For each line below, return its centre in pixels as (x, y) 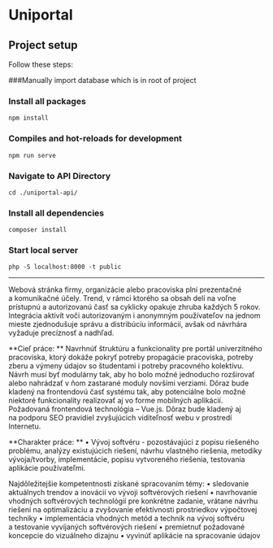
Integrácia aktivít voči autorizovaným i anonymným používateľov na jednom (135, 315)
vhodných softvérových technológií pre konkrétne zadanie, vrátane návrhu (133, 501)
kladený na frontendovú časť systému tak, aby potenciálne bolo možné (127, 392)
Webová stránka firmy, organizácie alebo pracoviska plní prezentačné (125, 289)
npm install (28, 118)
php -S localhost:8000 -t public (65, 267)
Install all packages (48, 101)
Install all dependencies (56, 213)
